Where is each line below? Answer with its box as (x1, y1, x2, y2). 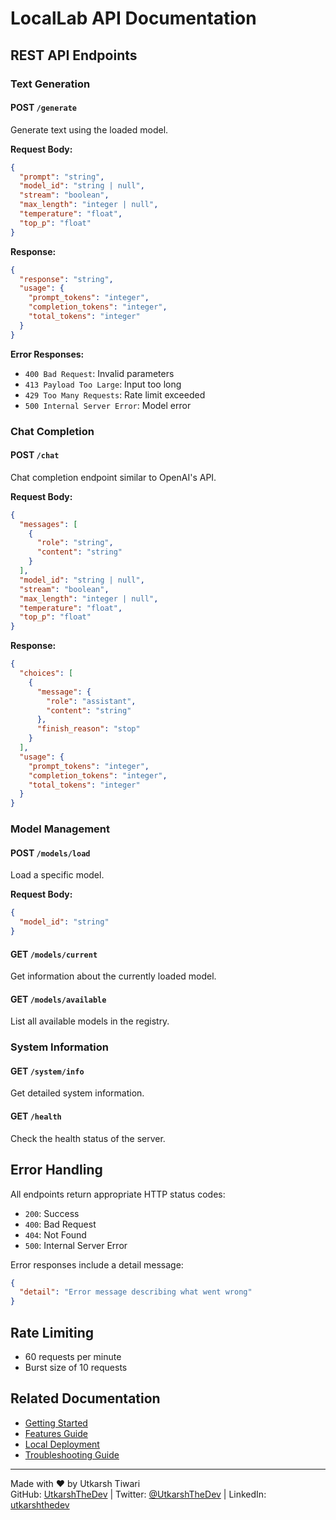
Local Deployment (24, 1438, 100, 1450)
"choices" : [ (19, 668, 74, 679)
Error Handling (10, 1162, 103, 1179)
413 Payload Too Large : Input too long (24, 378, 182, 390)
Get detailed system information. (10, 1087, 145, 1099)
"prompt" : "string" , (19, 172, 105, 182)
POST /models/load (10, 847, 91, 859)
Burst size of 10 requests (24, 1361, 128, 1373)
